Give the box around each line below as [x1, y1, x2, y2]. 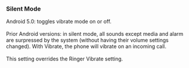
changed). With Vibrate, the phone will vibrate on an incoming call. [6, 43, 167, 50]
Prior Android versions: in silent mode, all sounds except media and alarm [6, 30, 184, 38]
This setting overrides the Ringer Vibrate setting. [6, 55, 123, 63]
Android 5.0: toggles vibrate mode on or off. [6, 18, 112, 25]
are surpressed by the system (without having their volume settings [6, 37, 169, 44]
